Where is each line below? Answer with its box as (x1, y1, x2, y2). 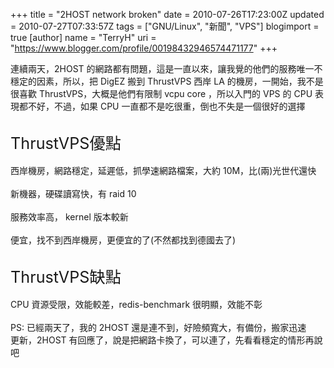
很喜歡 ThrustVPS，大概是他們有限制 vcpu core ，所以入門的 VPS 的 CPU (10, 88, 313, 99)
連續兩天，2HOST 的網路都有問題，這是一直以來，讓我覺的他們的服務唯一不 (10, 63, 323, 74)
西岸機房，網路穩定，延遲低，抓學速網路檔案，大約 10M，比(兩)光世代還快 (10, 165, 317, 176)
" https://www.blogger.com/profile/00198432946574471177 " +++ (10, 42, 278, 54)
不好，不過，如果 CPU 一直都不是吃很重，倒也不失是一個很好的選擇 (27, 100, 306, 112)
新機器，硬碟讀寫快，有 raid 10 (10, 188, 137, 199)
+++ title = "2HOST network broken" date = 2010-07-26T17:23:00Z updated (10, 9, 325, 20)
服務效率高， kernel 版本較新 (10, 211, 129, 223)
